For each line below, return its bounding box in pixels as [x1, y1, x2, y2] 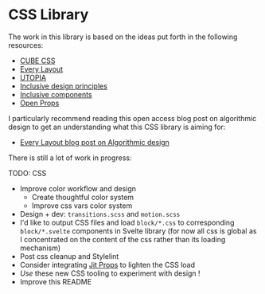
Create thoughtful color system [31, 192, 134, 202]
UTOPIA [19, 73, 46, 82]
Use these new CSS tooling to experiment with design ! [19, 269, 201, 278]
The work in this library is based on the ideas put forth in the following [8, 32, 238, 41]
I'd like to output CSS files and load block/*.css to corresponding [19, 218, 235, 227]
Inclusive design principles [19, 81, 107, 91]
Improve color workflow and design [19, 183, 137, 193]
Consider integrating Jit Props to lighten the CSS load [19, 260, 196, 269]
